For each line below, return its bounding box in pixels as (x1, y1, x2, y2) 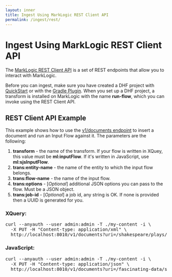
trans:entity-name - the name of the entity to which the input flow (12, 165, 154, 171)
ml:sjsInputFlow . (12, 159, 50, 165)
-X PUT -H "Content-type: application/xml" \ (10, 227, 127, 232)
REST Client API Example (5, 113, 87, 122)
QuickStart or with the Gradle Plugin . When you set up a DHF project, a (5, 88, 155, 94)
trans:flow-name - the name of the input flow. (12, 175, 111, 182)
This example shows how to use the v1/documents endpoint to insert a (5, 127, 154, 133)
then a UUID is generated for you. (12, 197, 84, 203)
